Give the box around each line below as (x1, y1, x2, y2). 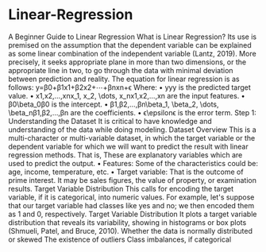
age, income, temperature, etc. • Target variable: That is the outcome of (8, 167, 244, 176)
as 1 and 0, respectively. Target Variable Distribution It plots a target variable (8, 209, 257, 219)
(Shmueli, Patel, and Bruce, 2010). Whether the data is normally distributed (8, 226, 253, 235)
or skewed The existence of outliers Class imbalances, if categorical (8, 235, 232, 244)
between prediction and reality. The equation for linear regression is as (8, 74, 240, 83)
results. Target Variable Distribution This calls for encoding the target (8, 184, 234, 193)
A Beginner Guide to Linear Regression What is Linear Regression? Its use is (8, 32, 256, 41)
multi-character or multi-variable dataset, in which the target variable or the (8, 133, 256, 142)
